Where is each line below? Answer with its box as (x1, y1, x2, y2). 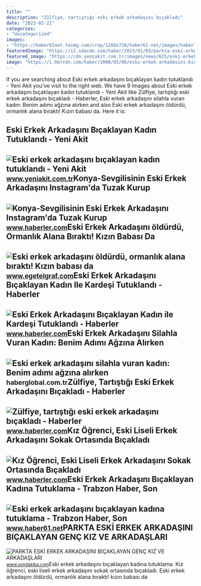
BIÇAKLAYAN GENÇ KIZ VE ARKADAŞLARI (6, 532, 168, 542)
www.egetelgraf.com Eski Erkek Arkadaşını (6, 271, 157, 281)
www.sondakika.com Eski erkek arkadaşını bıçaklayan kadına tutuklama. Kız (6, 561, 184, 568)
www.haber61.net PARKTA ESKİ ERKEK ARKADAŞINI (6, 523, 193, 533)
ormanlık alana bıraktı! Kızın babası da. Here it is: (6, 107, 126, 115)
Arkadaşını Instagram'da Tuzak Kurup (6, 183, 151, 193)
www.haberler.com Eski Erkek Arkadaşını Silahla (6, 328, 178, 339)
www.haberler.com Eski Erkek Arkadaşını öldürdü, (6, 222, 184, 232)
